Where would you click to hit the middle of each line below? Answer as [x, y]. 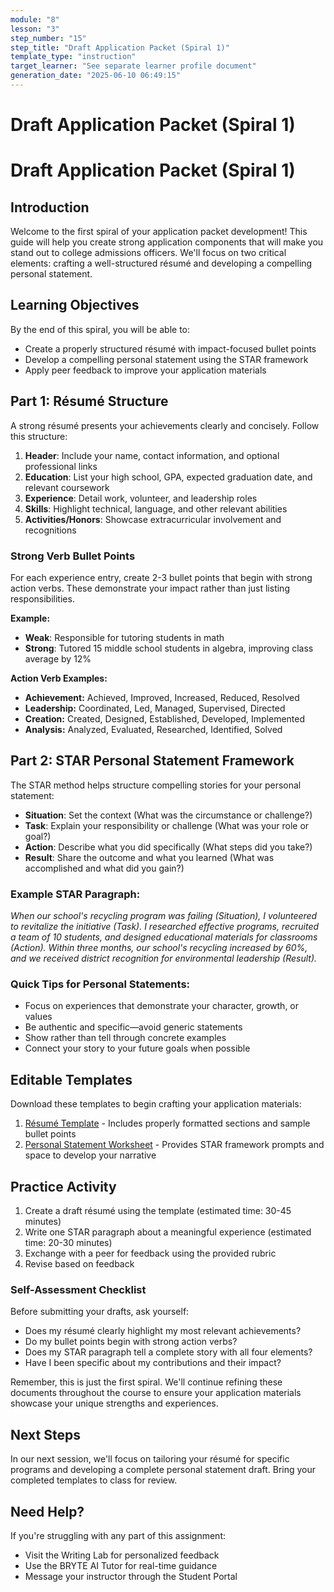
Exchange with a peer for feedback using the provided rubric [150, 1253]
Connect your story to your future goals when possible [137, 1048]
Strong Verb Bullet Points [73, 556]
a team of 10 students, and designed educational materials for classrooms [164, 937]
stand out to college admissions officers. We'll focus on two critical [148, 253]
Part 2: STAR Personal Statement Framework [152, 761]
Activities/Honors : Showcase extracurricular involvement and [153, 519]
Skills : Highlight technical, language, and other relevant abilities [156, 508]
